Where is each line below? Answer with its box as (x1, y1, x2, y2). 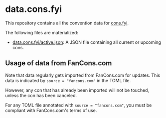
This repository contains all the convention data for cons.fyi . (5, 20, 129, 26)
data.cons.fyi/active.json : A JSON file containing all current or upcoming (12, 39, 161, 45)
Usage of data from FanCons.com (5, 59, 112, 68)
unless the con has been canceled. (5, 92, 77, 98)
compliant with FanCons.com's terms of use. (5, 107, 97, 113)
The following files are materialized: (5, 29, 79, 35)
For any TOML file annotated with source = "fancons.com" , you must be (5, 102, 152, 108)
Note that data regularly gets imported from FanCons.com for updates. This (5, 72, 161, 78)
